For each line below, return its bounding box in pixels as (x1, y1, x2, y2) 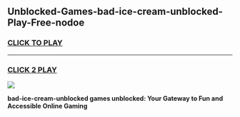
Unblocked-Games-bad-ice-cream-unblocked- (7, 6, 224, 18)
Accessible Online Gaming (7, 101, 88, 110)
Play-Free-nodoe (7, 17, 85, 29)
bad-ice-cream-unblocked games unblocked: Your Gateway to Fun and (7, 94, 224, 102)
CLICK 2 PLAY (7, 65, 57, 74)
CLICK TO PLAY (7, 38, 63, 48)
